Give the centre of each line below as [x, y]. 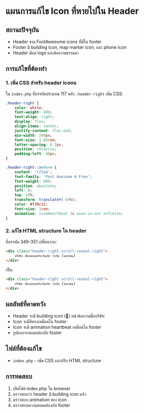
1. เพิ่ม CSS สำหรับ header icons [41, 83]
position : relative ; [36, 149]
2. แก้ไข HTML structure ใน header [46, 231]
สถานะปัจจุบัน [22, 30]
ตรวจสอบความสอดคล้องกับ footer [42, 405]
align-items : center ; [37, 126]
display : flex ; [30, 122]
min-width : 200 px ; [33, 135]
